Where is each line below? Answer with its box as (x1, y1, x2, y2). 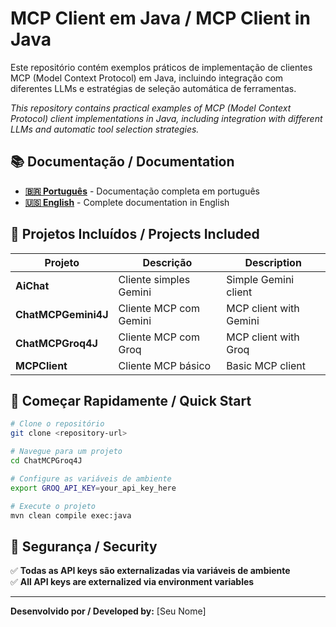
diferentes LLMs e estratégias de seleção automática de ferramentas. (10, 82, 297, 94)
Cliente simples (118, 272, 191, 286)
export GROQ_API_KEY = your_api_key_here (10, 483, 177, 493)
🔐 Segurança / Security (10, 538, 158, 555)
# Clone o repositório (10, 419, 105, 429)
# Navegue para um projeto (10, 447, 123, 457)
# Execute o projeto (10, 501, 97, 511)
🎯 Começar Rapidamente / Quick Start (10, 392, 252, 409)
